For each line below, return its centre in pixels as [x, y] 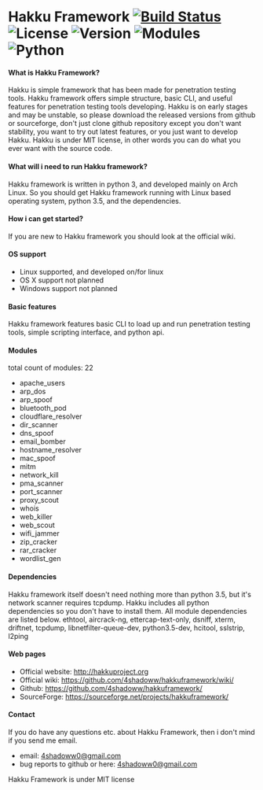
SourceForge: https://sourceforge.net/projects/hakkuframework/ [124, 696]
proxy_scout [39, 500]
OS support [27, 254]
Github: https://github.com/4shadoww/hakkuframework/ [111, 688]
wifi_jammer [40, 533]
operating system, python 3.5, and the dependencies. [95, 201]
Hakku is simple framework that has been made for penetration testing [122, 90]
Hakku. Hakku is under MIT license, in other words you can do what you [124, 140]
